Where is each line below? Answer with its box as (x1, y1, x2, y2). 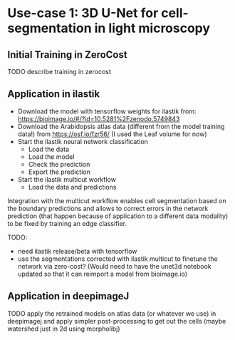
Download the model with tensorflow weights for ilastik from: (17, 107, 197, 115)
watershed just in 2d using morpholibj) (7, 324, 120, 333)
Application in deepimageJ (7, 290, 130, 302)
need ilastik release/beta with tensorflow (17, 247, 137, 255)
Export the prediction (28, 168, 90, 176)
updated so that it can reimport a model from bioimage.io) (17, 269, 187, 278)
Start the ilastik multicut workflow (17, 175, 116, 183)
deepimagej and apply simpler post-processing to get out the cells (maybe (7, 316, 226, 325)
